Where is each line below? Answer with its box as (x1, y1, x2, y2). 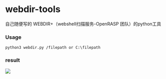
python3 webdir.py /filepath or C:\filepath (5, 45, 101, 50)
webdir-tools (5, 4, 61, 15)
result (5, 57, 20, 64)
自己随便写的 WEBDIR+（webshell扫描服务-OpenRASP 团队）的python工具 (5, 21, 161, 27)
